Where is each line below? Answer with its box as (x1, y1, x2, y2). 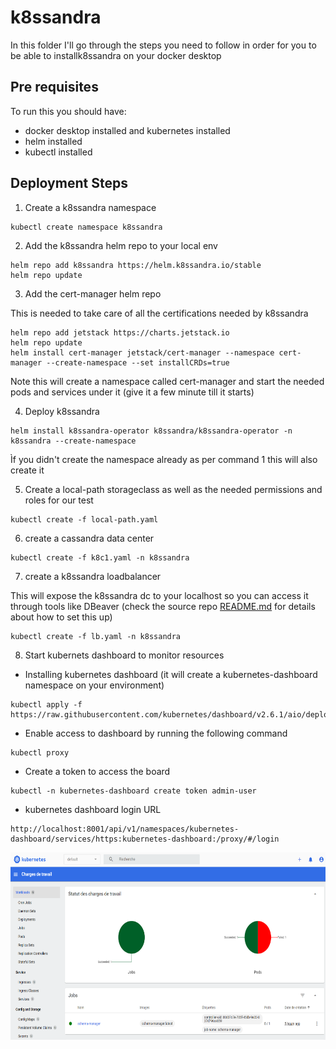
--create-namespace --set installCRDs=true (46, 357, 230, 368)
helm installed (24, 135, 83, 147)
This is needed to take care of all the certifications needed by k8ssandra (10, 307, 309, 319)
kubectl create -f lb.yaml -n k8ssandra (10, 631, 182, 641)
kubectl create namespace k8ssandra (10, 222, 163, 232)
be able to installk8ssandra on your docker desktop (10, 49, 222, 61)
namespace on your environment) (24, 679, 165, 691)
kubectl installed (24, 146, 93, 158)
